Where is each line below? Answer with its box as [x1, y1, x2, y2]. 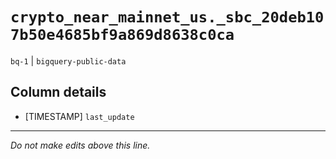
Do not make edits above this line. [10, 139, 151, 151]
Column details [10, 84, 107, 101]
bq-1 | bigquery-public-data [10, 54, 127, 67]
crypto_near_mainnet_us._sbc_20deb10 [10, 8, 325, 27]
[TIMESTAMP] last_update [24, 110, 135, 122]
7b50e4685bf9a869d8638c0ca [10, 26, 235, 45]
